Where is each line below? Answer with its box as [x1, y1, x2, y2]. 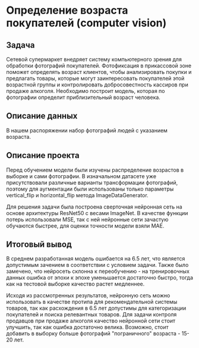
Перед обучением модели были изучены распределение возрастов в [6, 166, 184, 173]
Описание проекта [6, 150, 80, 161]
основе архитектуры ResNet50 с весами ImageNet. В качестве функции [6, 209, 188, 216]
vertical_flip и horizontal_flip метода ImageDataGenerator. [6, 191, 149, 198]
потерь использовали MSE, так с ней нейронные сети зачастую [6, 216, 169, 223]
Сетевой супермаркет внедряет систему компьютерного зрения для [6, 56, 182, 63]
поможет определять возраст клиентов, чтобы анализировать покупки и [6, 69, 192, 75]
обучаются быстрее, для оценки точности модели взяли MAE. [6, 222, 165, 229]
